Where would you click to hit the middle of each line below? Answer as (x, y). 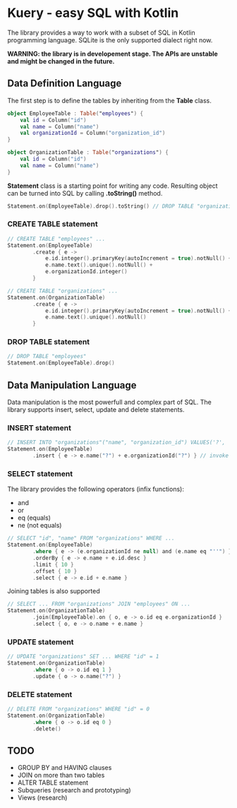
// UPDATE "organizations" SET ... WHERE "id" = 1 (83, 657)
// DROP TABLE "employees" (47, 357)
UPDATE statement (41, 642)
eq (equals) (34, 518)
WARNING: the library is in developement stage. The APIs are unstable (113, 54)
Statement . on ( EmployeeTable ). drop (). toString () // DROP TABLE (101, 206)
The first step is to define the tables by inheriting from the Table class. (109, 100)
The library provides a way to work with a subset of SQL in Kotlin (101, 32)
